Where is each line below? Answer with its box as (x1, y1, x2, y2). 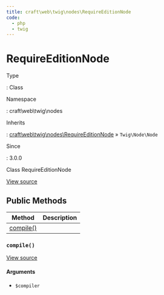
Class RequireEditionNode (6, 166, 71, 174)
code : (6, 15, 20, 21)
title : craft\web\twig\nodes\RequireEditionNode (6, 8, 131, 15)
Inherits (6, 119, 25, 126)
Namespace (6, 95, 36, 103)
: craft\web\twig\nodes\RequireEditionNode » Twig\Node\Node (6, 131, 159, 138)
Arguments (6, 268, 36, 275)
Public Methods (6, 195, 67, 206)
